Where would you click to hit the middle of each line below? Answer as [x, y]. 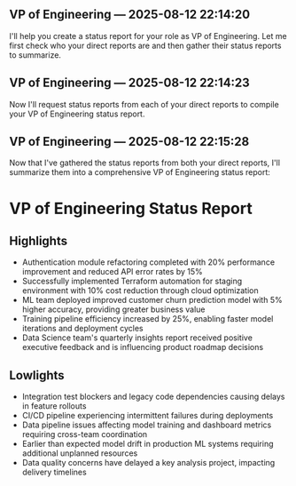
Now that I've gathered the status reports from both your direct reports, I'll [145, 163]
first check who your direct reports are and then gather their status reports [145, 45]
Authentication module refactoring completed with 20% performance [148, 262]
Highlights [39, 241]
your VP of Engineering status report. [77, 114]
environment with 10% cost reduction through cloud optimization [140, 291]
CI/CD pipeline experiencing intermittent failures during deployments [148, 416]
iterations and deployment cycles [82, 329]
